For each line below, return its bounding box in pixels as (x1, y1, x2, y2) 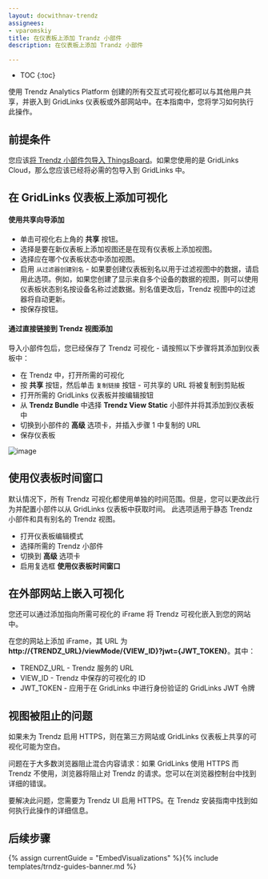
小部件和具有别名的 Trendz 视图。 (8, 513, 120, 524)
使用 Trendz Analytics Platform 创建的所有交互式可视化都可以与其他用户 (8, 87, 245, 97)
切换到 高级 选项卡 (19, 551, 81, 561)
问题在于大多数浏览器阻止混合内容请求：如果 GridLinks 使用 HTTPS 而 (8, 759, 239, 769)
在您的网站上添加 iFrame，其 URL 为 (8, 637, 128, 646)
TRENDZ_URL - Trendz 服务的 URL (19, 663, 134, 673)
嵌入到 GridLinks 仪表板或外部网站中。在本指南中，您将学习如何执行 (29, 97, 254, 106)
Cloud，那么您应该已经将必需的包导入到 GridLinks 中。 (8, 165, 190, 174)
